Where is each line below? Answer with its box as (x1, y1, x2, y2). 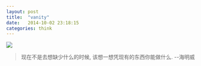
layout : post (6, 8, 39, 15)
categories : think (6, 25, 52, 32)
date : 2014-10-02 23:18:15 (6, 20, 79, 26)
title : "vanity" (6, 14, 50, 20)
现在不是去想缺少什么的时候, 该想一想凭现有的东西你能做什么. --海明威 (20, 54, 195, 61)
